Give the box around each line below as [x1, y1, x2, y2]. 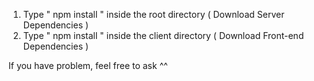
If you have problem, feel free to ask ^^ [8, 60, 168, 71]
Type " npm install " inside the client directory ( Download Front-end [22, 30, 305, 41]
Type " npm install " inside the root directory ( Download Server [22, 9, 285, 20]
